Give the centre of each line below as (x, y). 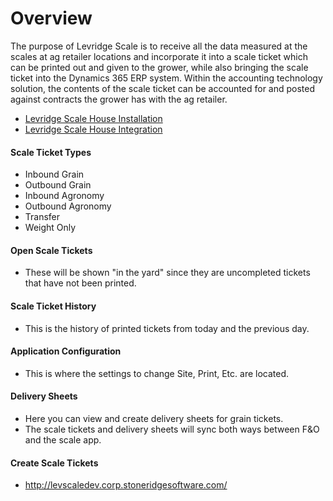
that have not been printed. (80, 283)
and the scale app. (63, 439)
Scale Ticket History (53, 306)
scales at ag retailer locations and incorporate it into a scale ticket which (159, 56)
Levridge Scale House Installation (93, 118)
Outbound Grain (58, 185)
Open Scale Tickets (51, 250)
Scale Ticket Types (51, 152)
